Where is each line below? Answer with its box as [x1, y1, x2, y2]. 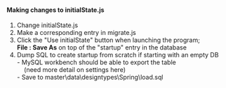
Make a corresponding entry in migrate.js [16, 29, 136, 37]
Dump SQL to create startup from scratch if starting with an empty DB [16, 51, 219, 59]
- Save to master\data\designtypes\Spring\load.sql [16, 73, 164, 82]
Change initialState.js [16, 21, 79, 29]
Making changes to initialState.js [6, 6, 105, 14]
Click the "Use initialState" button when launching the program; [16, 36, 201, 45]
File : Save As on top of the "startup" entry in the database [16, 43, 187, 52]
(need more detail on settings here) [23, 66, 126, 74]
